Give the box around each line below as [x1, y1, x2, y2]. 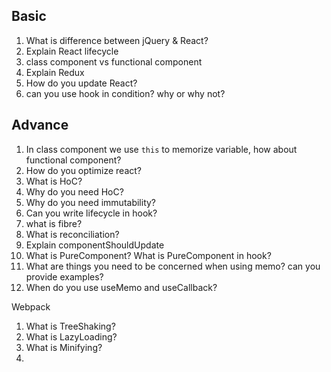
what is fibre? [25, 217, 83, 229]
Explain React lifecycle [25, 45, 119, 57]
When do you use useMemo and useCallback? [25, 281, 218, 293]
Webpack [11, 300, 51, 313]
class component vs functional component [25, 55, 203, 68]
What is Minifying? [25, 341, 103, 353]
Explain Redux [25, 66, 85, 78]
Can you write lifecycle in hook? [25, 207, 158, 219]
